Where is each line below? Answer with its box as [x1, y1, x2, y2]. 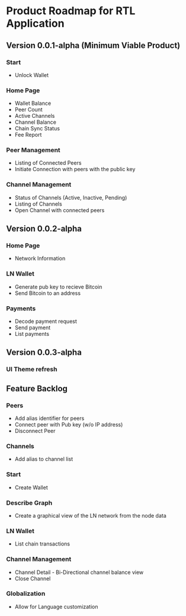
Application [6, 17, 65, 30]
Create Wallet [14, 484, 49, 491]
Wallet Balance [14, 100, 52, 107]
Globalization [6, 589, 46, 598]
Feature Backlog [6, 383, 68, 393]
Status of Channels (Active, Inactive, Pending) [14, 194, 127, 201]
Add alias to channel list [14, 455, 73, 463]
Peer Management [6, 146, 60, 155]
